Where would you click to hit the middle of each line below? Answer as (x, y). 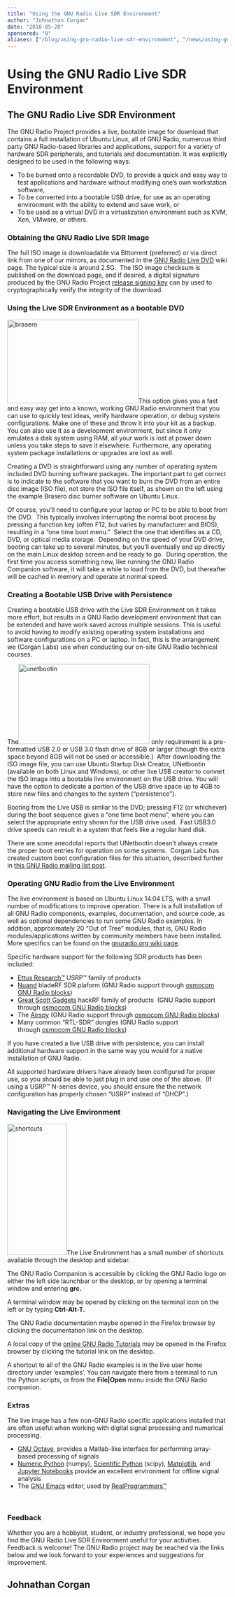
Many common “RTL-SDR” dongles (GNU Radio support (98, 1022)
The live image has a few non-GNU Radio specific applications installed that (116, 1420)
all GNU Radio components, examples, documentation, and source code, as (116, 914)
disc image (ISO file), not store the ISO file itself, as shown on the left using (115, 488)
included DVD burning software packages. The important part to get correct (116, 473)
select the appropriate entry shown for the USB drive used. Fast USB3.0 (112, 822)
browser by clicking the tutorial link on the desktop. (81, 1351)
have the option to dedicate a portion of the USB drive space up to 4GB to (114, 787)
